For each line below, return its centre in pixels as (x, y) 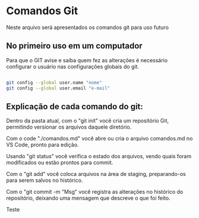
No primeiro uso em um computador (74, 46)
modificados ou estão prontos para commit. (60, 163)
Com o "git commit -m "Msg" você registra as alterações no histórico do (95, 192)
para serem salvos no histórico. (45, 180)
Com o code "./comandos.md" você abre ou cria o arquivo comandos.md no (99, 139)
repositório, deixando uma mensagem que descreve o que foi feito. (88, 198)
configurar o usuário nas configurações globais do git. (73, 66)
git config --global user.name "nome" (54, 82)
